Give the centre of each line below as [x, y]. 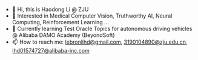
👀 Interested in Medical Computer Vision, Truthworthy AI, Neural [92, 16]
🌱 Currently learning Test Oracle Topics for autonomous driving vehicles [102, 28]
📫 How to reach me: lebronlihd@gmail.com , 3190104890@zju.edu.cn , [100, 42]
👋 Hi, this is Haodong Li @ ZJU [50, 9]
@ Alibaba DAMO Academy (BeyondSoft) [63, 35]
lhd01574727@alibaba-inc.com [51, 51]
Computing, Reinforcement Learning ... [60, 22]
